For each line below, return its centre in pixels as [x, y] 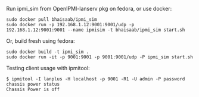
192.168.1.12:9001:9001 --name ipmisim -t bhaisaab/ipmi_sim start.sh [96, 30]
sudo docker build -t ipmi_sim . [48, 52]
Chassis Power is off [33, 89]
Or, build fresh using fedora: [41, 41]
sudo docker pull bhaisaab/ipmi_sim [52, 20]
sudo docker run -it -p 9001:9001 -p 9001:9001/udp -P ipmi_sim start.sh [100, 57]
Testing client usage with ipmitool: [48, 68]
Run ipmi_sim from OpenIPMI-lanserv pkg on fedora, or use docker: [89, 9]
